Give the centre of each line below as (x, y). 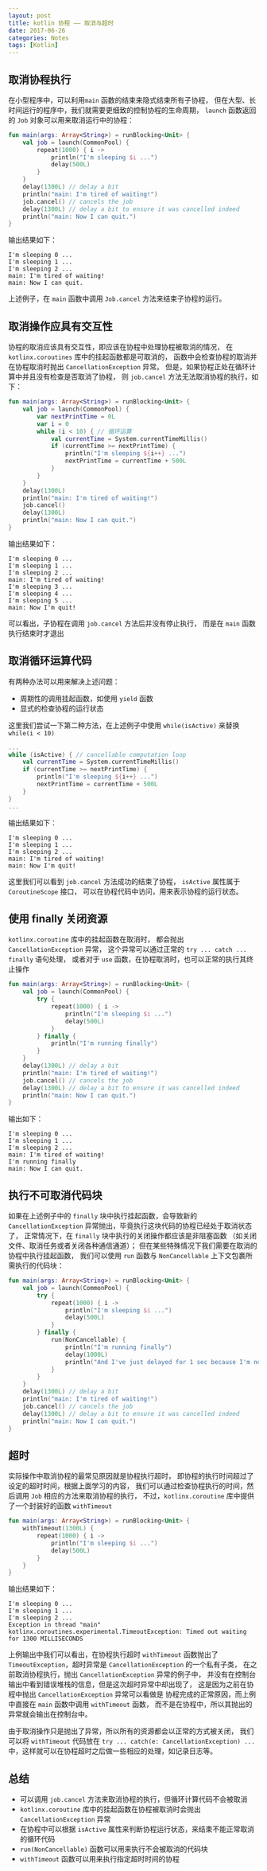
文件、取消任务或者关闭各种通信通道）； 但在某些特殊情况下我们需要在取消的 (133, 1245)
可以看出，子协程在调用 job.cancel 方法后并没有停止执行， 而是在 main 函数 (132, 623)
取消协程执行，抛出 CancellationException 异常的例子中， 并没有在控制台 (135, 1674)
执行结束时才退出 (36, 633)
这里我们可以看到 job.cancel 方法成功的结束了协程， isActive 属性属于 (124, 881)
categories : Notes (39, 38)
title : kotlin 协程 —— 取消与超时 (61, 23)
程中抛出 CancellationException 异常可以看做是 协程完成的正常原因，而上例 (132, 1694)
